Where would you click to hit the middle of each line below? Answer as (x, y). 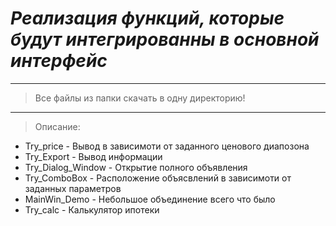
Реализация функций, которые (147, 18)
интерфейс (59, 61)
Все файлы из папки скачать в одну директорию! (140, 98)
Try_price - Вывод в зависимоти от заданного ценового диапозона (167, 146)
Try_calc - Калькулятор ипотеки (92, 209)
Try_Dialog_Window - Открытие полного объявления (136, 167)
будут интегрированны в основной (165, 39)
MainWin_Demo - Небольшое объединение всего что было (150, 199)
